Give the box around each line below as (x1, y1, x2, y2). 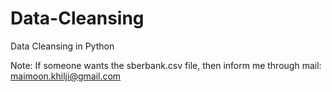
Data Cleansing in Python (10, 40, 115, 52)
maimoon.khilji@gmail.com (10, 70, 122, 82)
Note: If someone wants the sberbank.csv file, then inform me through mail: (10, 59, 322, 71)
